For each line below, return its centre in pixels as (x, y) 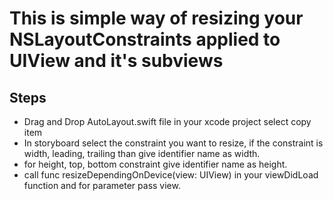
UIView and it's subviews (116, 61)
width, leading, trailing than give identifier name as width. (142, 153)
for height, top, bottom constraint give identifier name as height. (155, 164)
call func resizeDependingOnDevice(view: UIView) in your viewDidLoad (171, 175)
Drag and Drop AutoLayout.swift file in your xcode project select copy (167, 121)
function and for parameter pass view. (102, 185)
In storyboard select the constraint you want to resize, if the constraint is (173, 143)
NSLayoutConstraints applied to (145, 39)
